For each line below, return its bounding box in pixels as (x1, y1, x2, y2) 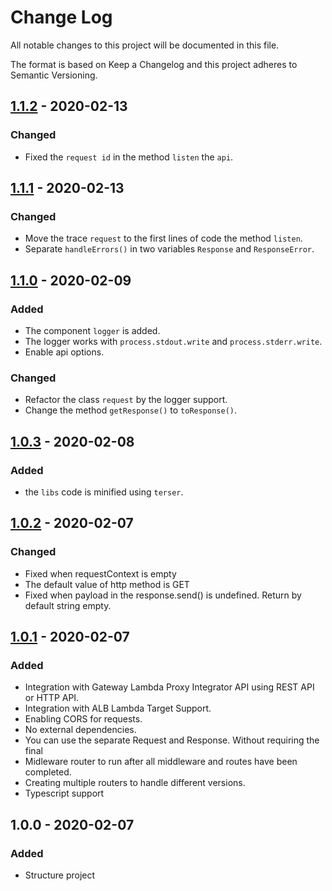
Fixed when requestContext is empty (24, 567, 177, 580)
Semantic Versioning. (10, 69, 98, 81)
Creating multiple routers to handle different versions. (24, 777, 246, 789)
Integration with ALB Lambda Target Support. (24, 702, 212, 715)
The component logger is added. (24, 325, 161, 336)
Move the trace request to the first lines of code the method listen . (24, 232, 303, 245)
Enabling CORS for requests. (24, 713, 143, 725)
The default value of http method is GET (24, 578, 190, 590)
